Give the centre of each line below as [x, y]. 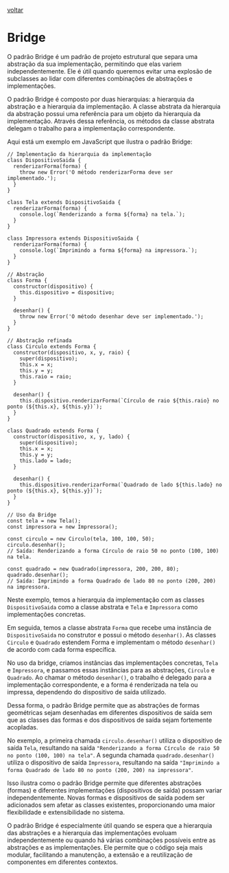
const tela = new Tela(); [44, 521]
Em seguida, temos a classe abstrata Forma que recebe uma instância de [109, 627]
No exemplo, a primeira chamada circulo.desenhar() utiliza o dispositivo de [114, 740]
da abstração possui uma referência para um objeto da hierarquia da [104, 113]
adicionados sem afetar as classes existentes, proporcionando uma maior [111, 805]
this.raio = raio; [46, 376]
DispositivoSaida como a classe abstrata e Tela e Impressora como [103, 606]
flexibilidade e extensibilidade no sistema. [66, 812]
